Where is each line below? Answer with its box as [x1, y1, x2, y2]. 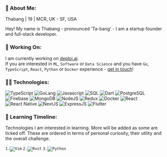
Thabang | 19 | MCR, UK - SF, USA [5, 16, 77, 22]
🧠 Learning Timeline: [5, 113, 57, 120]
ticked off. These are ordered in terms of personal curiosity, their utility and [5, 130, 162, 136]
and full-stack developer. [5, 31, 58, 37]
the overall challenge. [5, 136, 50, 142]
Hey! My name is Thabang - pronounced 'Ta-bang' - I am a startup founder [5, 26, 162, 32]
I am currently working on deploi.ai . [5, 55, 79, 61]
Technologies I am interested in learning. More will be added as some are [5, 125, 158, 131]
